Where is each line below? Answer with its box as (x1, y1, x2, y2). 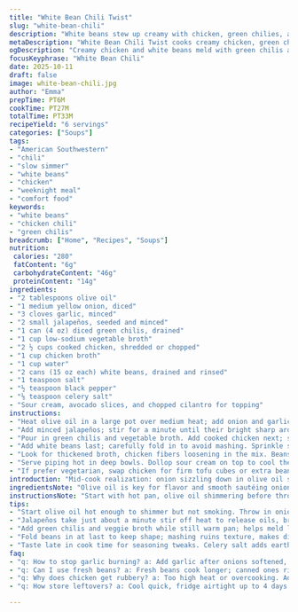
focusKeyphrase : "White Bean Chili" (9, 54, 145, 63)
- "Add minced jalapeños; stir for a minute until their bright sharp (9, 425, 276, 435)
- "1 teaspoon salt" (9, 376, 86, 385)
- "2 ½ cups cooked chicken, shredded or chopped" (9, 342, 200, 351)
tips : (9, 499, 29, 508)
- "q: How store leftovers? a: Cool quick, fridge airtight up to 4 (9, 582, 268, 591)
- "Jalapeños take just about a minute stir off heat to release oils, (9, 516, 279, 525)
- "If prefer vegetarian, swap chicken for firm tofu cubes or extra (9, 467, 272, 475)
